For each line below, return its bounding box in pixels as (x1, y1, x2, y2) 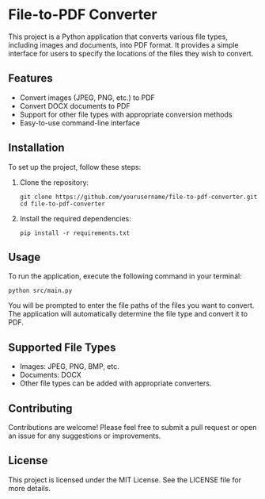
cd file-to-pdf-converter (19, 200, 105, 208)
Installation (8, 141, 65, 155)
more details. (8, 483, 51, 493)
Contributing (8, 401, 73, 415)
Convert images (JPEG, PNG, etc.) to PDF (19, 93, 156, 102)
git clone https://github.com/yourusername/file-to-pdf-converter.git (19, 193, 258, 201)
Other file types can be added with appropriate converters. (19, 378, 212, 388)
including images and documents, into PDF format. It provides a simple (8, 40, 239, 49)
